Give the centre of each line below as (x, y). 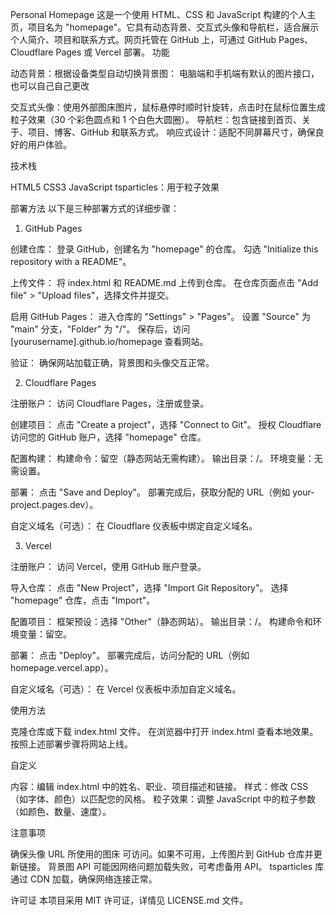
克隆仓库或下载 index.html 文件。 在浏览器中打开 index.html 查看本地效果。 (164, 731)
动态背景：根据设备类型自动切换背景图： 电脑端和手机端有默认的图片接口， (165, 73)
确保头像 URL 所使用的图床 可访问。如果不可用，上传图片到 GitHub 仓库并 (162, 854)
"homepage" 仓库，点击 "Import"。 (83, 600)
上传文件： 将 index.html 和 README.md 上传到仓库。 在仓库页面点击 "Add (164, 282)
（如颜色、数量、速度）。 (61, 811)
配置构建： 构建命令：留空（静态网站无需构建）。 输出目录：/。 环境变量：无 (166, 458)
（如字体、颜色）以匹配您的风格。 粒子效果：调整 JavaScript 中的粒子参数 (163, 799)
